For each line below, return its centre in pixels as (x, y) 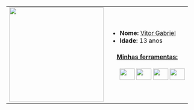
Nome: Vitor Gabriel (148, 33)
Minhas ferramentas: (147, 57)
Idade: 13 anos (141, 40)
